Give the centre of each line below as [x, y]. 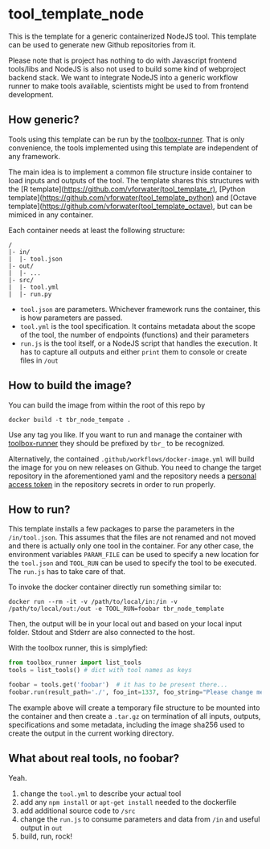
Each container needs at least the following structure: [97, 230]
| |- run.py [30, 294]
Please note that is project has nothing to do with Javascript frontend [123, 60]
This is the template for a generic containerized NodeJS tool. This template [133, 36]
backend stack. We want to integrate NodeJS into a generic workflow [123, 77]
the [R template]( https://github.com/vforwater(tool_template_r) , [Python [127, 189]
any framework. [35, 156]
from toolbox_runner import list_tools [75, 663]
